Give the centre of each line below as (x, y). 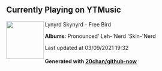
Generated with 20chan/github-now (91, 61)
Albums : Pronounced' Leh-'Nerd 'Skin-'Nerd (100, 36)
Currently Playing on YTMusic (64, 10)
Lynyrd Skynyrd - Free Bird (78, 24)
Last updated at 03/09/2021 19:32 (87, 48)
